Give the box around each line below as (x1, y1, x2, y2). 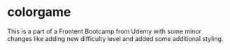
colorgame (7, 4, 71, 20)
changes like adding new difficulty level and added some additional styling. (7, 34, 224, 42)
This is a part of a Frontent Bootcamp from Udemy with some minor (7, 27, 201, 35)
